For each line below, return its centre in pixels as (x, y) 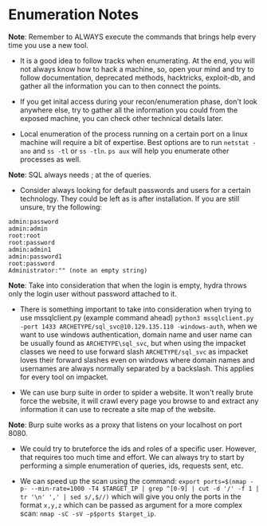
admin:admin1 (30, 249)
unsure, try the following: (61, 207)
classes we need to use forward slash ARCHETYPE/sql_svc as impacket (134, 351)
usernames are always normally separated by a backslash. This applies (137, 368)
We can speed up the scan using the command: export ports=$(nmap (133, 481)
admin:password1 (35, 257)
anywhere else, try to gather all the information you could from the (129, 110)
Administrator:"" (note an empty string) (78, 270)
